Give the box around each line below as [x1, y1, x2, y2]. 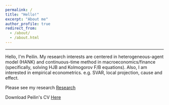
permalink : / [5, 7, 33, 12]
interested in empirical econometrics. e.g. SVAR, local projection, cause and [5, 69, 162, 75]
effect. [5, 74, 19, 80]
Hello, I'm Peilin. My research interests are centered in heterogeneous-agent [5, 53, 164, 59]
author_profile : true [5, 21, 51, 26]
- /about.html [10, 35, 39, 40]
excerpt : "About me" [5, 16, 49, 21]
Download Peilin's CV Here [5, 94, 61, 100]
